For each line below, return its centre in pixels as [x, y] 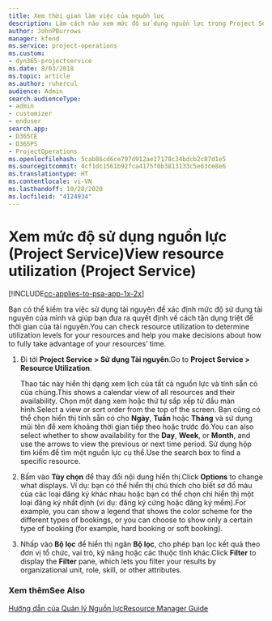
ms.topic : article [39, 76]
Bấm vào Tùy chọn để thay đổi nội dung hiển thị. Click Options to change [141, 476]
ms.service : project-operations [63, 46]
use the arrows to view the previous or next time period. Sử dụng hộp [136, 444]
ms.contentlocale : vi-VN [50, 182]
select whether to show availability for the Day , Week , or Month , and [135, 435]
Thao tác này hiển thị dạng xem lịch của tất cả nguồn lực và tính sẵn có [139, 383]
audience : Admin [36, 91]
